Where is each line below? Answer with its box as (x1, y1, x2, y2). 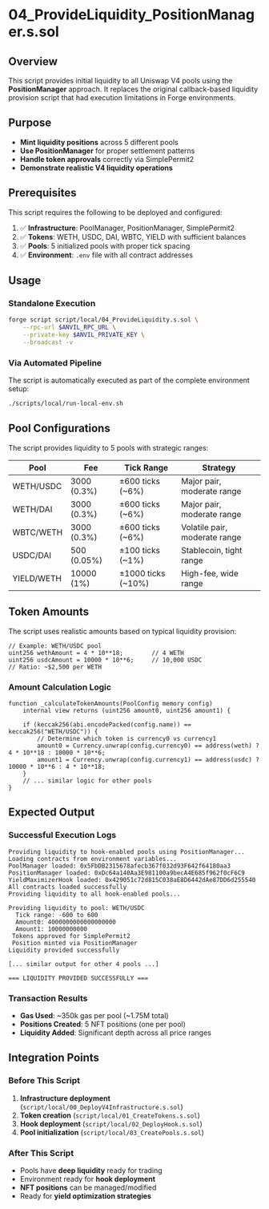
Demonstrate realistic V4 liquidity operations (19, 163, 174, 172)
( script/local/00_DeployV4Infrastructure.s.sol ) (19, 1102, 184, 1111)
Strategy (202, 462, 236, 473)
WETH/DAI (12, 503, 53, 515)
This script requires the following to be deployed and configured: (8, 207, 223, 217)
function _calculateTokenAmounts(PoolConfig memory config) (8, 699, 214, 707)
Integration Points (8, 1051, 100, 1065)
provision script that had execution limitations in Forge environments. (8, 93, 236, 102)
